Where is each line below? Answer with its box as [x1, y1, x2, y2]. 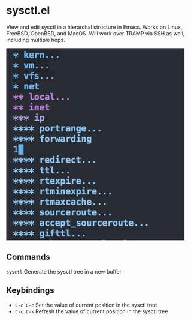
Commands [6, 252, 51, 262]
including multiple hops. [6, 36, 65, 43]
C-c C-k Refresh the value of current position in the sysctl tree [14, 307, 168, 315]
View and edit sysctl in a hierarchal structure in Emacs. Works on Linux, [6, 23, 183, 31]
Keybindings [6, 286, 55, 296]
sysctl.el [6, 4, 50, 17]
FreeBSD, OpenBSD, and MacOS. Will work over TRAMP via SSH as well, [6, 29, 185, 37]
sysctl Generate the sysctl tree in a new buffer [6, 268, 122, 275]
